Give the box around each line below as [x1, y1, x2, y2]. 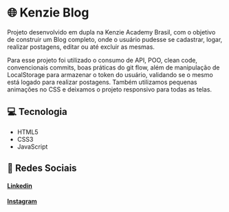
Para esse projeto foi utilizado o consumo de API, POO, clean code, [7, 56, 198, 64]
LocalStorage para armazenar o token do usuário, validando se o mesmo [7, 70, 213, 78]
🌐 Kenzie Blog [7, 5, 89, 21]
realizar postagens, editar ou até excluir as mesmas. [7, 43, 155, 51]
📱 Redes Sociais [7, 162, 77, 174]
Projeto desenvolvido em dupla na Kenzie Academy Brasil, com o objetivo [7, 28, 216, 36]
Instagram [7, 198, 38, 206]
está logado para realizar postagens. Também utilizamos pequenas [7, 78, 197, 86]
